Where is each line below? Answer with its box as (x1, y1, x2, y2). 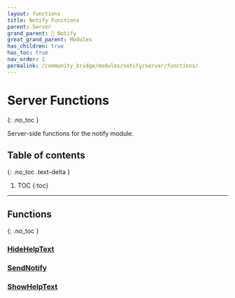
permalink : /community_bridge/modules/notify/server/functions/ (7, 62, 199, 69)
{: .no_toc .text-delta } (7, 168, 71, 176)
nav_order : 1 (7, 56, 45, 63)
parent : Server (7, 23, 52, 30)
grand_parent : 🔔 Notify (7, 29, 77, 37)
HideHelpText (7, 244, 55, 254)
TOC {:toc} (17, 181, 49, 190)
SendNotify (7, 263, 48, 273)
